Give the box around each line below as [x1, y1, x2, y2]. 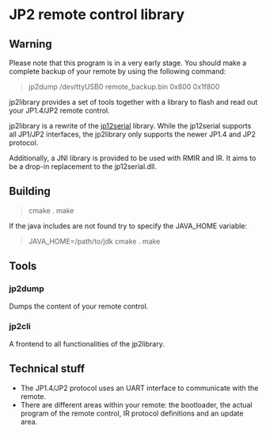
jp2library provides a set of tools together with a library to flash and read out [9, 98, 258, 106]
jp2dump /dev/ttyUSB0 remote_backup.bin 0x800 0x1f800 [28, 82, 220, 91]
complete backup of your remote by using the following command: [9, 67, 226, 76]
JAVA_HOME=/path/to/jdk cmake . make [28, 236, 161, 246]
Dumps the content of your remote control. [9, 301, 149, 311]
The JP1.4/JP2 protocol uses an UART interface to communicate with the [20, 383, 259, 393]
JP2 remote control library [9, 6, 185, 24]
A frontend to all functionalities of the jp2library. [9, 339, 165, 348]
